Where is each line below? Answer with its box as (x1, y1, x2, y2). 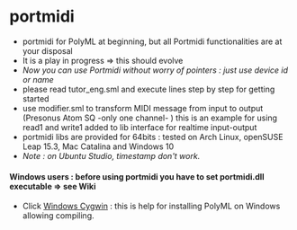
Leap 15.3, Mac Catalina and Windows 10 (22, 141, 174, 152)
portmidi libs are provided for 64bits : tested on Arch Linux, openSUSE (22, 131, 283, 142)
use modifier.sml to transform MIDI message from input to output (22, 102, 264, 113)
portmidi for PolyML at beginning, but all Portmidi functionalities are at (22, 36, 283, 47)
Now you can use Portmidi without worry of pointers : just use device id (22, 65, 289, 75)
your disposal (22, 45, 74, 56)
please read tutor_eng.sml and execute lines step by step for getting (22, 84, 275, 94)
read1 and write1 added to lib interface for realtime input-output (22, 121, 257, 132)
